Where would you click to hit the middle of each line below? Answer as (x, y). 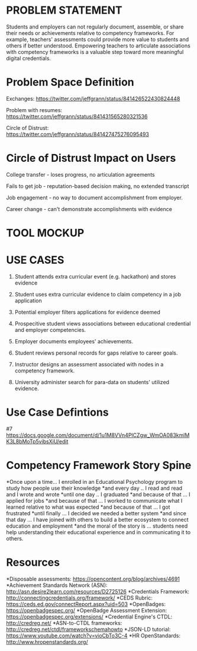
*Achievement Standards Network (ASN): (57, 585)
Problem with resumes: (34, 110)
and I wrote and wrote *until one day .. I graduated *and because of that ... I (98, 494)
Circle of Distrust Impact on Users (91, 158)
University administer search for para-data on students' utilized (92, 382)
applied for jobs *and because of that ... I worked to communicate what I (94, 500)
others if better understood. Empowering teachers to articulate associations (98, 46)
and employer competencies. (50, 330)
